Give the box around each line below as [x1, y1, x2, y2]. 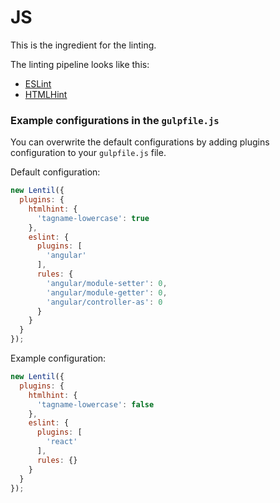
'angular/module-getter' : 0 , [46, 287, 168, 298]
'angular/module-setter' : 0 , [46, 278, 168, 288]
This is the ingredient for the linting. [10, 39, 157, 51]
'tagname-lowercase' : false [36, 399, 155, 410]
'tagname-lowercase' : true [36, 213, 150, 223]
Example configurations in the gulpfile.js [10, 113, 220, 127]
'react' [46, 437, 78, 447]
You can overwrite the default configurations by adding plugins [10, 136, 270, 148]
